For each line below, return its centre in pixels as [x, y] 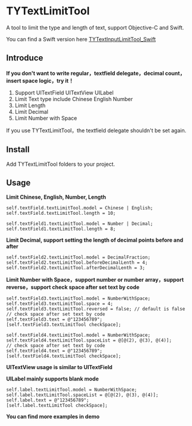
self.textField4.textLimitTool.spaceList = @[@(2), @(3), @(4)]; [89, 340]
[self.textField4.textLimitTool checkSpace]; [64, 356]
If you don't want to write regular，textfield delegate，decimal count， [96, 73]
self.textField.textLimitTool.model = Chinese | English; [80, 208]
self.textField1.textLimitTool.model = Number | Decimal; [80, 224]
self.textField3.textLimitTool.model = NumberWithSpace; [78, 299]
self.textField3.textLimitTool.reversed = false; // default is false [96, 309]
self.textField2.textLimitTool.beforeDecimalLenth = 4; [77, 263]
